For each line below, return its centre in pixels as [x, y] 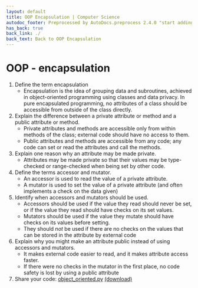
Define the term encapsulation [51, 84]
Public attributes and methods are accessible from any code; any [102, 141]
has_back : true [25, 28]
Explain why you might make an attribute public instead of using [92, 241]
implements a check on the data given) [71, 191]
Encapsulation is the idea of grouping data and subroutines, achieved [108, 91]
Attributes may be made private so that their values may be [95, 159]
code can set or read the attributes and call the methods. [93, 147]
